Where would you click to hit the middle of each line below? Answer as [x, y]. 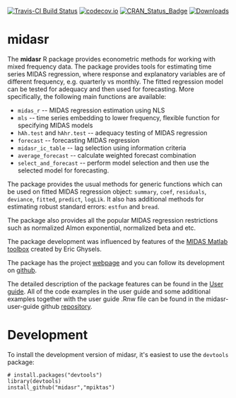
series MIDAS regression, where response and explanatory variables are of [117, 74]
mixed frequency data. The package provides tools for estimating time [110, 66]
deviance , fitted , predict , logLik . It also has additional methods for [106, 199]
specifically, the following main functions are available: [87, 96]
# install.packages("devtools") [55, 375]
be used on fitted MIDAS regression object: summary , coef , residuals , [107, 192]
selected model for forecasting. [63, 170]
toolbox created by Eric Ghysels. [55, 249]
